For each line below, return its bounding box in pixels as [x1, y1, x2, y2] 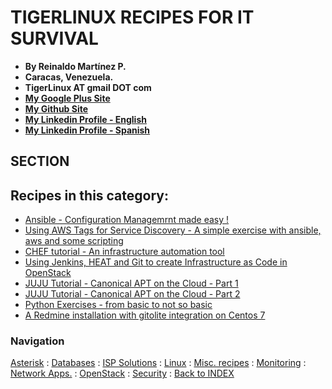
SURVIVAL [10, 27, 99, 50]
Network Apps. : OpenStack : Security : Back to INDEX [10, 367, 235, 380]
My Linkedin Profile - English [24, 113, 147, 125]
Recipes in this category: [10, 187, 169, 204]
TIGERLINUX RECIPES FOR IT [10, 6, 255, 29]
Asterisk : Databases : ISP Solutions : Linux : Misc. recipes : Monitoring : [10, 357, 307, 369]
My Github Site [24, 102, 89, 115]
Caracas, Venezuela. [24, 71, 114, 83]
